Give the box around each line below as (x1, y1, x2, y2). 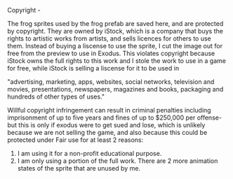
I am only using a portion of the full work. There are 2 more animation (17, 157, 218, 165)
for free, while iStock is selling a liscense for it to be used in (7, 64, 180, 72)
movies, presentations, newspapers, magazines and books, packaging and (7, 85, 224, 93)
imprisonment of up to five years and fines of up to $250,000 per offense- (7, 113, 222, 122)
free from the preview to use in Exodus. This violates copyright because (7, 49, 215, 57)
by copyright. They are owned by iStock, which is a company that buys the (7, 27, 223, 35)
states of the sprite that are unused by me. (17, 164, 141, 172)
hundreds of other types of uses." (7, 92, 105, 101)
